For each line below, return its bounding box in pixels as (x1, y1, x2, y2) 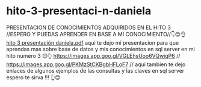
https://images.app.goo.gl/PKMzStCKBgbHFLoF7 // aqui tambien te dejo (6, 61, 186, 68)
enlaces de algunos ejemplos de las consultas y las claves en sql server (6, 67, 185, 74)
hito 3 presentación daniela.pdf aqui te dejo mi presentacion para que (6, 39, 179, 46)
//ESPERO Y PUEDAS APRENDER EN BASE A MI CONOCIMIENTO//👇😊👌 (6, 30, 187, 38)
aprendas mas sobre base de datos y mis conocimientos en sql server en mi (6, 45, 196, 52)
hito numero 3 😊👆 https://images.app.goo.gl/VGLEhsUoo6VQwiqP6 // (6, 52, 181, 59)
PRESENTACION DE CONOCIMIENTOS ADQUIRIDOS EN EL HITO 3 (6, 24, 172, 31)
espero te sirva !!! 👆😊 (6, 73, 61, 81)
